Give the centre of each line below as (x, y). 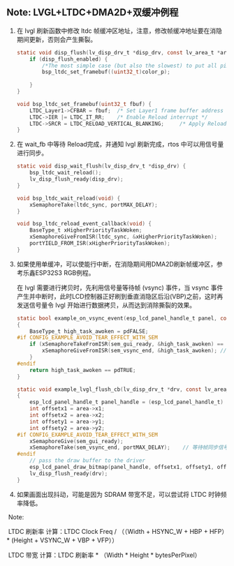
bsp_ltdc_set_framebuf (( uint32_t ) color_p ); (106, 72)
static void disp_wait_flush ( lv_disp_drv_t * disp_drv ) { (101, 166)
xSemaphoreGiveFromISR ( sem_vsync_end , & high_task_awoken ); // (134, 351)
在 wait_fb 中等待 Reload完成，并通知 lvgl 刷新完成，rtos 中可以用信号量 (120, 144)
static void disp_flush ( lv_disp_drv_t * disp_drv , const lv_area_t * (118, 52)
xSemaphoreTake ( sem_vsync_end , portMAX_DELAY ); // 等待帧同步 (124, 448)
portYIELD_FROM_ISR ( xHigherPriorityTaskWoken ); (100, 244)
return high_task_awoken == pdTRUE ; (83, 370)
